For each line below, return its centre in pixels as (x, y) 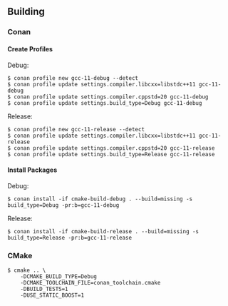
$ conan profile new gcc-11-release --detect (76, 129)
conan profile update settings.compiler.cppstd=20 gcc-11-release (114, 148)
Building (26, 12)
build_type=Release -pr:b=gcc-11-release (70, 238)
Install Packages (32, 170)
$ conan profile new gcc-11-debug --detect (73, 78)
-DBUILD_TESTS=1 (45, 289)
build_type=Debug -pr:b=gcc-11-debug (63, 205)
